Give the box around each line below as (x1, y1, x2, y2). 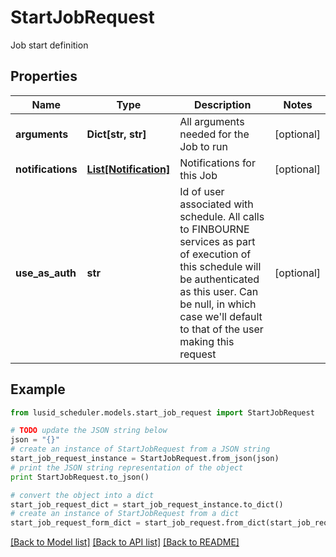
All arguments (179, 114, 245, 128)
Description (193, 97, 252, 111)
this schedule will (179, 259, 262, 273)
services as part (179, 234, 256, 248)
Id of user (179, 184, 225, 198)
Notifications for (179, 156, 256, 170)
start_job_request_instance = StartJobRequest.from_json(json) (10, 454, 280, 464)
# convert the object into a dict (10, 490, 155, 500)
